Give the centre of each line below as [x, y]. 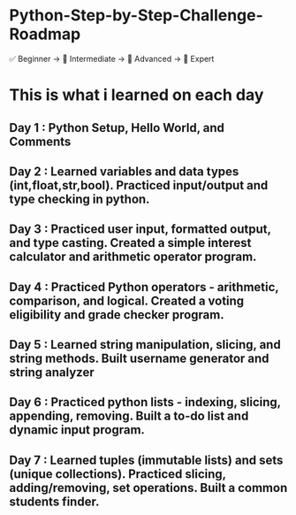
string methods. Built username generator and [139, 359]
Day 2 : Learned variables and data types [124, 171]
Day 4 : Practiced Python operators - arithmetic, [144, 287]
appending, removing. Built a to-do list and [129, 416]
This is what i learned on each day [137, 95]
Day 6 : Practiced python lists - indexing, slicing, [145, 402]
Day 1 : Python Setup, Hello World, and [117, 128]
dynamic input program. [77, 430]
